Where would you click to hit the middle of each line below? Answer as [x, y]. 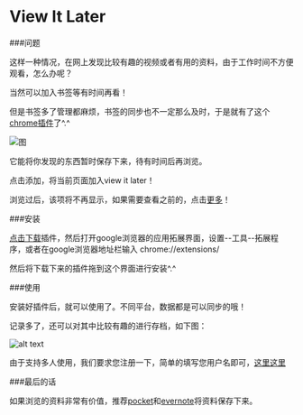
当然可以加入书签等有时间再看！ [69, 92]
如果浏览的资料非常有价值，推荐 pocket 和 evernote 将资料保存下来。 [133, 401]
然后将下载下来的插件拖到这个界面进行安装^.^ [93, 268]
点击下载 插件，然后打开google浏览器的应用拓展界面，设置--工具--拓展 [140, 237]
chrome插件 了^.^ [40, 123]
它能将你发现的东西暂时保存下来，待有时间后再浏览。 [108, 161]
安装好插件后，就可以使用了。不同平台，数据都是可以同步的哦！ [128, 306]
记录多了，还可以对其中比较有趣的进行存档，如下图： [108, 326]
